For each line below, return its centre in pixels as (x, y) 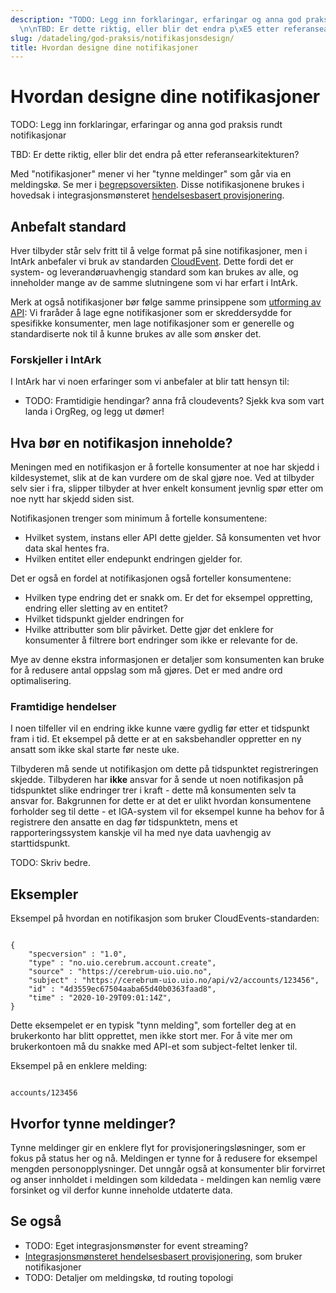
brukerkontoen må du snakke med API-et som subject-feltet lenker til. (154, 1047)
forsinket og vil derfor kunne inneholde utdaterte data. (121, 1190)
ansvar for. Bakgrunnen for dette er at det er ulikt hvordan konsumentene (161, 801)
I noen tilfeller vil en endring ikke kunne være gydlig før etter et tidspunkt (160, 728)
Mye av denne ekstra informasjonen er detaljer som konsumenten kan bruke (167, 660)
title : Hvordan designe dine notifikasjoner (104, 47)
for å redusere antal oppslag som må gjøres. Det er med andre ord (146, 670)
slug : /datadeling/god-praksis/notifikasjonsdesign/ (122, 38)
